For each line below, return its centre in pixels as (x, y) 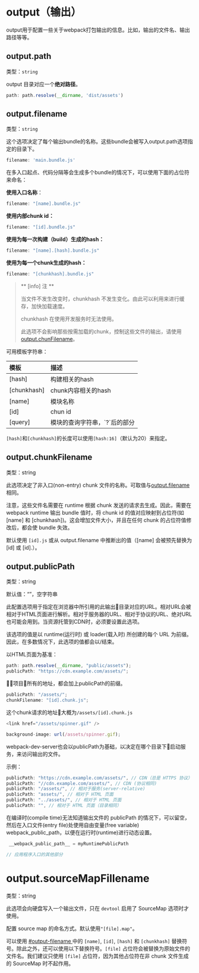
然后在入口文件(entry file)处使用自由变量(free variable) (73, 825)
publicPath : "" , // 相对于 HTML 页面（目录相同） (64, 806)
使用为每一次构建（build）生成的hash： (55, 239)
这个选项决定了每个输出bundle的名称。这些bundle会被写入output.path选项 (97, 142)
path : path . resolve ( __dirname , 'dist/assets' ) (65, 95)
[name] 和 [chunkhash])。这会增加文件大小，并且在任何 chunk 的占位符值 (96, 520)
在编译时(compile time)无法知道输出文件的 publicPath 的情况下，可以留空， (98, 817)
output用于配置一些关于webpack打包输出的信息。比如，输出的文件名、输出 (98, 30)
